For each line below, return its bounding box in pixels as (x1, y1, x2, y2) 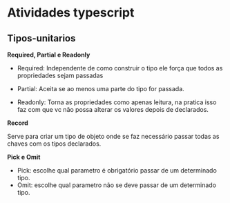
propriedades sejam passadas (17, 71, 104, 79)
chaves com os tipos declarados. (7, 139, 102, 148)
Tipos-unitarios (7, 32, 76, 44)
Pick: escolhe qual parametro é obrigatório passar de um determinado (17, 166, 218, 174)
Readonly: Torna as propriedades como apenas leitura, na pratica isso (17, 98, 217, 106)
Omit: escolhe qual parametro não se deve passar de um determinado (17, 181, 216, 189)
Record (7, 119, 29, 127)
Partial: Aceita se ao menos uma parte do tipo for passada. (17, 85, 184, 93)
